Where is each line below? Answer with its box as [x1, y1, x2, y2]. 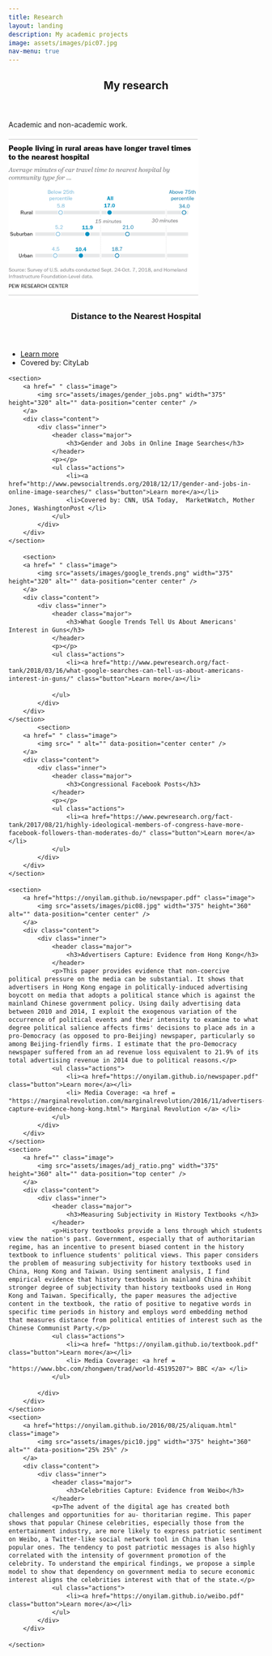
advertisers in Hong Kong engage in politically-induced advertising [8, 983, 249, 992]
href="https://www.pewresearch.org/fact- [91, 813, 233, 822]
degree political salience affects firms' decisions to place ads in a [8, 1024, 255, 1033]
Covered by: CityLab [19, 358, 89, 368]
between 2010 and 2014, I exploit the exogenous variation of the [8, 1007, 237, 1016]
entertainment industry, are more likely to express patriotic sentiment [8, 1527, 263, 1536]
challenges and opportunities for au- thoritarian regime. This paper [8, 1511, 252, 1520]
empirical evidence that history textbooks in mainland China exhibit [8, 1275, 252, 1284]
